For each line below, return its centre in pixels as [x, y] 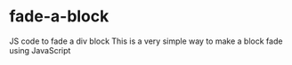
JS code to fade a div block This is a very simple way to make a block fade [146, 41]
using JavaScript [40, 50]
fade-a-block [59, 16]
